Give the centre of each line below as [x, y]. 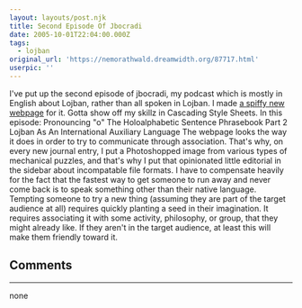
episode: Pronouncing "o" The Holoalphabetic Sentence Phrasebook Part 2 [148, 122]
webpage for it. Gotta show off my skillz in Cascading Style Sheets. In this [146, 113]
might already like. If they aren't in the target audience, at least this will [140, 227]
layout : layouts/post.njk [58, 18]
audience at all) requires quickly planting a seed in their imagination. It [139, 208]
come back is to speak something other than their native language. [133, 189]
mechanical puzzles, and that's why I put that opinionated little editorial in [145, 160]
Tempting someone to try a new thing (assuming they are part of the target [147, 198]
